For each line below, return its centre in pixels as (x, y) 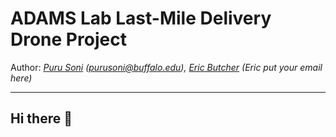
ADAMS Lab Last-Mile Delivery (141, 18)
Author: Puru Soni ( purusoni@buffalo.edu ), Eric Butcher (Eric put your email (166, 67)
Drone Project (68, 39)
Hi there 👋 (41, 118)
